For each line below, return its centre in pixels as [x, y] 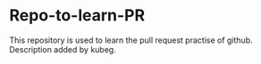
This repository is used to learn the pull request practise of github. [131, 40]
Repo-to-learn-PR [77, 16]
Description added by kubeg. [63, 49]
